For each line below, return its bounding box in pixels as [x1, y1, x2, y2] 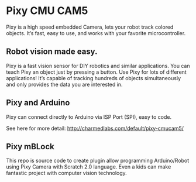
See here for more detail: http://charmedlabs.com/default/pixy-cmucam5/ [6, 125, 184, 132]
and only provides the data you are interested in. [6, 81, 123, 88]
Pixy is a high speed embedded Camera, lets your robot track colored [6, 23, 174, 30]
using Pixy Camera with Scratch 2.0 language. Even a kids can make [6, 163, 171, 170]
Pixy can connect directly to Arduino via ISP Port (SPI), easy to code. [6, 113, 172, 121]
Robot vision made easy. [6, 47, 98, 57]
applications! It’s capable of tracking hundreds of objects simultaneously [6, 74, 181, 81]
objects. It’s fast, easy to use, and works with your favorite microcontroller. [6, 29, 186, 36]
